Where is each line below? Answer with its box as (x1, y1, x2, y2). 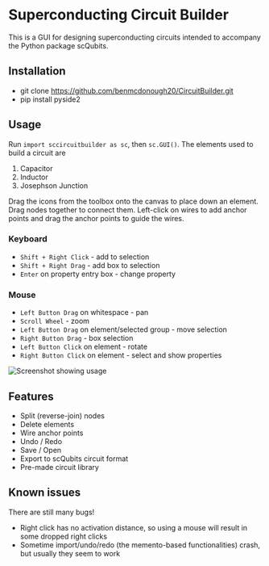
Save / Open (19, 445, 62, 455)
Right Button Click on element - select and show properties (19, 350, 222, 360)
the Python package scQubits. (8, 40, 109, 50)
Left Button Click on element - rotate (19, 342, 147, 352)
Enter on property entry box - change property (19, 269, 176, 279)
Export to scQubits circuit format (19, 454, 129, 463)
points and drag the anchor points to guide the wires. (8, 213, 184, 223)
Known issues (8, 486, 81, 500)
